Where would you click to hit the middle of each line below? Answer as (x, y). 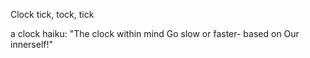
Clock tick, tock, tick (52, 14)
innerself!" (32, 44)
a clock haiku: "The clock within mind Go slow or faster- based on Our (155, 33)
